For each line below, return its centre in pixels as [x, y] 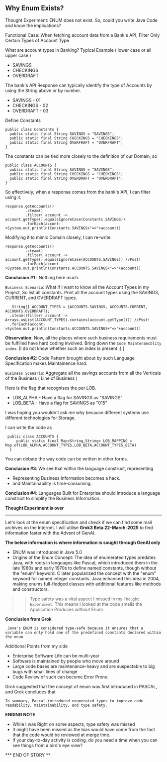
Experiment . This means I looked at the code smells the [86, 604]
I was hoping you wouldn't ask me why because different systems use [77, 412]
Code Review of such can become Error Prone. [60, 677]
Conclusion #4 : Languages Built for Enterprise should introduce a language [83, 493]
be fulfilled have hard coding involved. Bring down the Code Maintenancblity [83, 343]
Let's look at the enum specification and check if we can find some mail [79, 522]
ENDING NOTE [20, 714]
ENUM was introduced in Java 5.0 [47, 552]
